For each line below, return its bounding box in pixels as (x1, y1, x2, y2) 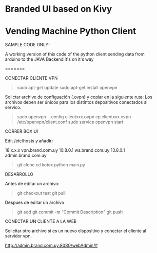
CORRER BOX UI (5, 128, 38, 134)
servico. (5, 105, 21, 110)
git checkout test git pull (17, 190, 66, 196)
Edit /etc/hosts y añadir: (5, 138, 53, 144)
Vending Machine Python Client (5, 26, 137, 37)
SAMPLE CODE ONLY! (5, 42, 50, 48)
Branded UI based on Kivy (5, 3, 112, 15)
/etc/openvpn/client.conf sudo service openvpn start (17, 119, 123, 125)
